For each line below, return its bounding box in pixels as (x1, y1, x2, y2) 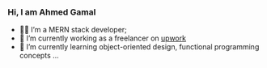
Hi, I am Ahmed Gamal (7, 6, 96, 18)
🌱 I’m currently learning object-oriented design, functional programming (19, 42, 260, 52)
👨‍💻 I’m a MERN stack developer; (19, 25, 127, 35)
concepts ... (19, 51, 60, 61)
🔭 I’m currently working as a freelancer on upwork (19, 33, 187, 43)
